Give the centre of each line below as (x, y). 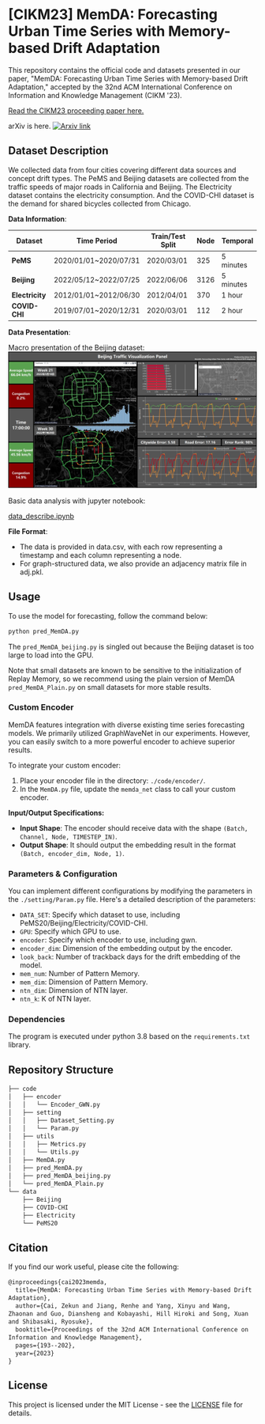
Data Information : (37, 218)
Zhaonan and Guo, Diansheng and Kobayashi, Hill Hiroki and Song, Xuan (128, 1314)
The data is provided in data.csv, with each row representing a (121, 547)
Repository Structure (61, 1070)
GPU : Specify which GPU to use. (71, 932)
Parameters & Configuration (63, 873)
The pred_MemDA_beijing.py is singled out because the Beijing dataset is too (131, 646)
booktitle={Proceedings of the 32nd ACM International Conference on (132, 1330)
